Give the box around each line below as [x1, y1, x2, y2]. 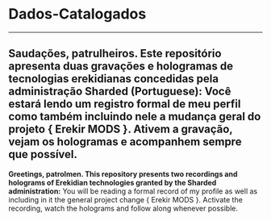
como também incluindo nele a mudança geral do [8, 110, 261, 123]
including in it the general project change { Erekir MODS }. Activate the [8, 194, 244, 204]
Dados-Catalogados [8, 5, 147, 23]
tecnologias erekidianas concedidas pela [8, 72, 219, 85]
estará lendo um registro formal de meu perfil [8, 98, 241, 111]
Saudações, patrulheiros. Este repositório [8, 47, 222, 60]
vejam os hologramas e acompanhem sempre [8, 135, 242, 149]
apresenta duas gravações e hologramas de [8, 60, 234, 73]
